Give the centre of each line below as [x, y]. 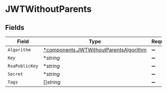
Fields [15, 28]
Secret [15, 74]
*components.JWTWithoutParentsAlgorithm [95, 50]
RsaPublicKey [23, 66]
